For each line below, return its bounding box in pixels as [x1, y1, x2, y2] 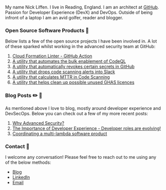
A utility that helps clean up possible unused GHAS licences [12, 79, 135, 86]
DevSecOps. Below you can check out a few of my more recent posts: [5, 110, 148, 116]
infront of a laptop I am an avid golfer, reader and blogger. [5, 15, 123, 20]
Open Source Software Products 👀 [5, 27, 89, 34]
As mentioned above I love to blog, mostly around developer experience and [5, 105, 161, 111]
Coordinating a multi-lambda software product [12, 131, 108, 137]
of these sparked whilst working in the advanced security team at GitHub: [5, 44, 156, 49]
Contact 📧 [5, 143, 30, 150]
